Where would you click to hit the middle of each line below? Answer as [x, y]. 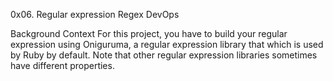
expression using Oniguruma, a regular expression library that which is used [167, 44]
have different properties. [62, 65]
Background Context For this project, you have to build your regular [149, 33]
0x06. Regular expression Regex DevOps [95, 14]
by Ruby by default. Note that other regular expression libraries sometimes [164, 55]
